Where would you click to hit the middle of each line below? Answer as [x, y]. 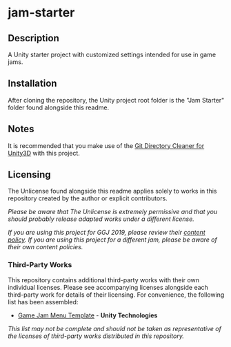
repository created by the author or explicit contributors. [88, 198]
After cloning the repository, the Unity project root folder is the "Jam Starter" [116, 100]
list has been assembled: [43, 302]
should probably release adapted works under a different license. [101, 219]
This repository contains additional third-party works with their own [103, 280]
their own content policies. [46, 247]
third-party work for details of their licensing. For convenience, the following [116, 295]
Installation [32, 84]
